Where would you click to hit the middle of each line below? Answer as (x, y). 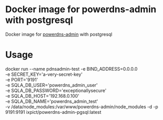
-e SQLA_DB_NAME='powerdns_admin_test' (52, 101)
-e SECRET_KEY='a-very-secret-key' (44, 74)
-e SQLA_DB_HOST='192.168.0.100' (42, 96)
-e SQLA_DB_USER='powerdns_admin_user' (51, 85)
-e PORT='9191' (22, 79)
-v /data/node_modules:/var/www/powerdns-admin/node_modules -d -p (82, 107)
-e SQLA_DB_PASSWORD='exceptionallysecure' (56, 91)
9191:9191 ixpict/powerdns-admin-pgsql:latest (53, 112)
